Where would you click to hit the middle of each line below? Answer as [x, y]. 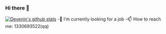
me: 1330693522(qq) [27, 26]
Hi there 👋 [18, 8]
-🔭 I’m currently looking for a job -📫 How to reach [109, 19]
